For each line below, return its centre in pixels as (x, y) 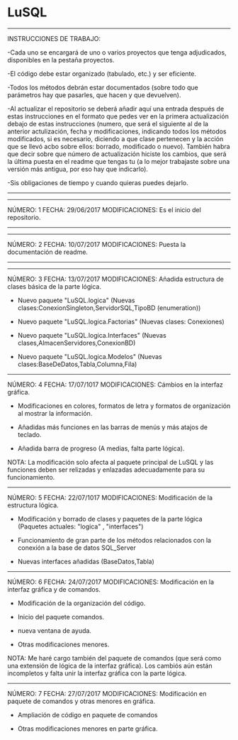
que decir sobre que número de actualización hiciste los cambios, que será (117, 154)
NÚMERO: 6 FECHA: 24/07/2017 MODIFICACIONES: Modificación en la (111, 582)
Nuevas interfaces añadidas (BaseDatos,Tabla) (86, 561)
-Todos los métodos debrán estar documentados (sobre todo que (103, 87)
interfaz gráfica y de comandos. (54, 589)
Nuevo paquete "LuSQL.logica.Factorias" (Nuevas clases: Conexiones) (121, 321)
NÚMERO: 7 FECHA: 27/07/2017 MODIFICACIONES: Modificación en (107, 693)
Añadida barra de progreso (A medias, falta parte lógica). (101, 448)
